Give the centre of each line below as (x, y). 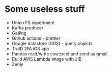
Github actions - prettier (36, 38)
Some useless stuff (45, 9)
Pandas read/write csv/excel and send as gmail (59, 54)
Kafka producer (28, 27)
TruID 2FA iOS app (30, 48)
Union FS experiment (33, 23)
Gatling (19, 33)
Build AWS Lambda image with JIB (46, 59)
